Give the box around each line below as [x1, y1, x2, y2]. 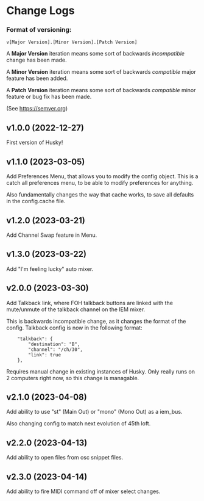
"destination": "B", [28, 341, 80, 347]
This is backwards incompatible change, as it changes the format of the [6, 317, 186, 325]
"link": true [28, 351, 62, 358]
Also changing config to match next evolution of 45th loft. [6, 420, 151, 427]
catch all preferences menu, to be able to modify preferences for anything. [6, 179, 194, 187]
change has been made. [6, 56, 67, 64]
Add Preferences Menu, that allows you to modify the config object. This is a [6, 173, 199, 180]
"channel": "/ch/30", [28, 346, 83, 353]
